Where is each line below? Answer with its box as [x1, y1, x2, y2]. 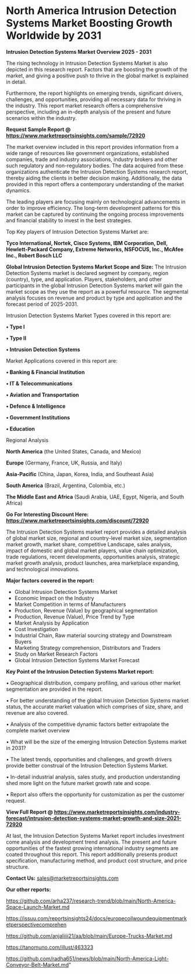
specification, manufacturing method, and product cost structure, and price [6, 857, 187, 864]
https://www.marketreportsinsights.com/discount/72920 [6, 517, 150, 524]
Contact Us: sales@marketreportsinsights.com [6, 875, 119, 882]
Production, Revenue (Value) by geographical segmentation [14, 607, 158, 614]
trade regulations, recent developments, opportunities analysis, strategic [6, 553, 180, 560]
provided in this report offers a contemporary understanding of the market [6, 180, 185, 188]
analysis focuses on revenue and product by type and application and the [6, 294, 182, 301]
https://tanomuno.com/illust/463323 [6, 944, 94, 951]
